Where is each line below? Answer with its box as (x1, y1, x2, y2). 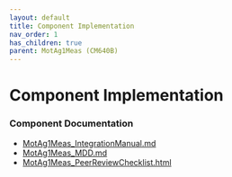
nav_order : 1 (9, 30, 58, 39)
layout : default (9, 13, 70, 22)
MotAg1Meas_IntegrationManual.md (22, 137, 156, 148)
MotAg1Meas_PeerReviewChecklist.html (22, 156, 173, 167)
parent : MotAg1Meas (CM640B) (9, 47, 119, 56)
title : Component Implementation (9, 22, 135, 31)
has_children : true (9, 38, 83, 48)
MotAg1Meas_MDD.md (22, 147, 108, 158)
